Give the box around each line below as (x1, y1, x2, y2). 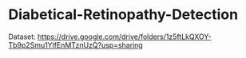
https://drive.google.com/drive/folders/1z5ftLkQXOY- (37, 32, 212, 41)
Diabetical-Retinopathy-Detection (8, 6, 238, 24)
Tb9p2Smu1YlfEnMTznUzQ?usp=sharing (8, 40, 144, 49)
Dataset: (8, 32, 36, 41)
